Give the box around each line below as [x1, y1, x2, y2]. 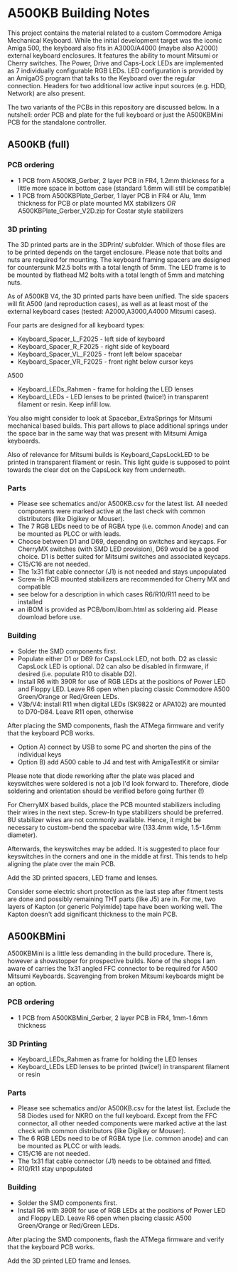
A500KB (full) [7, 139, 70, 151]
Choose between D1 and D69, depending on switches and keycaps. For [17, 537, 227, 546]
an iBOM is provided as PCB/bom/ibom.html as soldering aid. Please [17, 605, 218, 614]
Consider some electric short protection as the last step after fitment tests [7, 887, 224, 895]
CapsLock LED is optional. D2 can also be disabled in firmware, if [17, 662, 209, 671]
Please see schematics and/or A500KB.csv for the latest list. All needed [17, 500, 228, 508]
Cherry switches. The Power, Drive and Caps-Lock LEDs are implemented [7, 58, 224, 67]
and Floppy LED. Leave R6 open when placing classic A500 [17, 1214, 192, 1222]
